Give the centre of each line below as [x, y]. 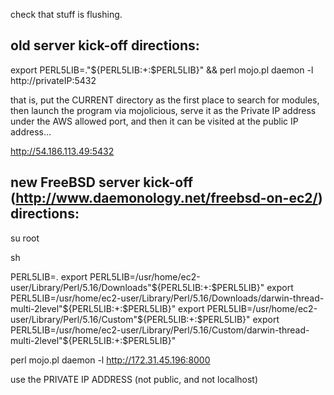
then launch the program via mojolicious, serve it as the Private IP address [163, 110]
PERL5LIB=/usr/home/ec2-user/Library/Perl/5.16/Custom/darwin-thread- [160, 330]
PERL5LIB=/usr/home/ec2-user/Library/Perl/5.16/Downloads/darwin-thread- [167, 298]
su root [25, 238]
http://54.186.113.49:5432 [62, 151]
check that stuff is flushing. [66, 14]
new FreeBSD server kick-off [102, 182]
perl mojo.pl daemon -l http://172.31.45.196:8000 [110, 360]
